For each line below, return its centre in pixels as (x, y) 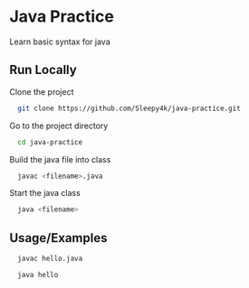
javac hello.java (50, 259)
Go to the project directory (59, 125)
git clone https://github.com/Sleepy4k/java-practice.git (129, 108)
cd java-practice (50, 142)
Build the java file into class (60, 159)
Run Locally (43, 70)
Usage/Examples (58, 238)
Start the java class (45, 193)
